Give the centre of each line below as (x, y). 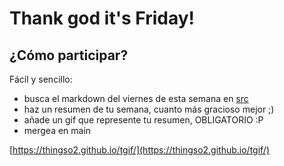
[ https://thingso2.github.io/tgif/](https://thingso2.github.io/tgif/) (139, 150)
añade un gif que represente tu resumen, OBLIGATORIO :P (143, 120)
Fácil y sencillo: (41, 79)
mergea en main (57, 130)
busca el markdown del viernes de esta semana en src (136, 98)
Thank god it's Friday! (102, 18)
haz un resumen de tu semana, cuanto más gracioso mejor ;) (149, 109)
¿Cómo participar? (69, 55)
